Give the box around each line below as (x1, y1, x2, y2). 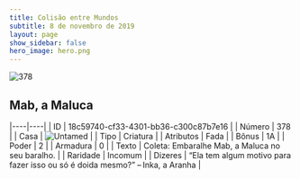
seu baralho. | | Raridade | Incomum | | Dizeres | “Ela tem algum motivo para (9, 149, 291, 160)
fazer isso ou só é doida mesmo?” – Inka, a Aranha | (9, 159, 201, 170)
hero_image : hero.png (9, 47, 91, 56)
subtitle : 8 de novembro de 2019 (9, 22, 135, 31)
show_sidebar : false (9, 38, 87, 48)
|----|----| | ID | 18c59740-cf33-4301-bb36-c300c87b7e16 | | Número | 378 (9, 121, 291, 131)
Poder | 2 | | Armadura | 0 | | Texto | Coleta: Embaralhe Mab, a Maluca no (9, 140, 281, 151)
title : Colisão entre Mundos (9, 13, 119, 22)
